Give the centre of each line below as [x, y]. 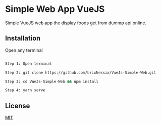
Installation [23, 38]
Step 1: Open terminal [28, 63]
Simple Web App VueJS [55, 9]
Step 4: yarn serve [25, 90]
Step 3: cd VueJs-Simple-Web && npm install [52, 82]
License [18, 105]
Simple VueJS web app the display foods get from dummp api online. [76, 23]
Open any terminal [24, 50]
